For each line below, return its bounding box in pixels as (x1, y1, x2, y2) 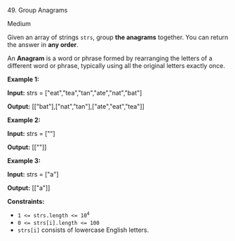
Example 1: (7, 75, 40, 83)
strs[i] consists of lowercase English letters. (17, 226, 149, 234)
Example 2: (7, 116, 41, 124)
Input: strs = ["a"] (7, 170, 59, 178)
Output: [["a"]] (7, 184, 51, 192)
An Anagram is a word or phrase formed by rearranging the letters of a (7, 54, 213, 62)
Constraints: (7, 198, 45, 205)
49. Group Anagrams (7, 6, 68, 14)
